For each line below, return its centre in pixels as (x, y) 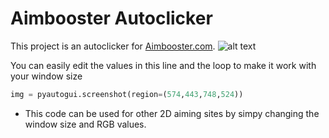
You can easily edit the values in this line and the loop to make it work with (163, 65)
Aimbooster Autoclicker (111, 18)
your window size (46, 76)
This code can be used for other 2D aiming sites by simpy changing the (172, 113)
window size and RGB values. (85, 124)
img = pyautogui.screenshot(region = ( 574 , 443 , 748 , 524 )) (127, 94)
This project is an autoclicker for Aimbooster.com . (113, 46)
